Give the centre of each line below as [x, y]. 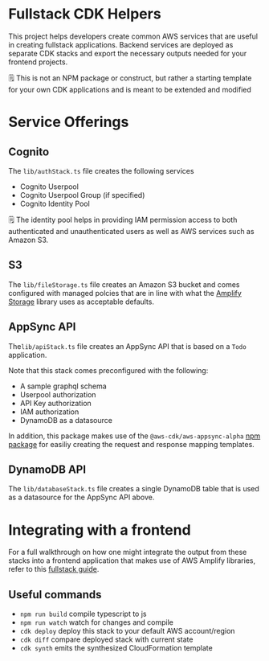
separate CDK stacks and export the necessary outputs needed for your [128, 53]
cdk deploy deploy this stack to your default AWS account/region [127, 631]
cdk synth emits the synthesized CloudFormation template [116, 648]
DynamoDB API [47, 469]
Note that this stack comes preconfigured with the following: [108, 370]
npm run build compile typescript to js [83, 614]
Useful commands [55, 595]
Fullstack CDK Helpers [85, 14]
